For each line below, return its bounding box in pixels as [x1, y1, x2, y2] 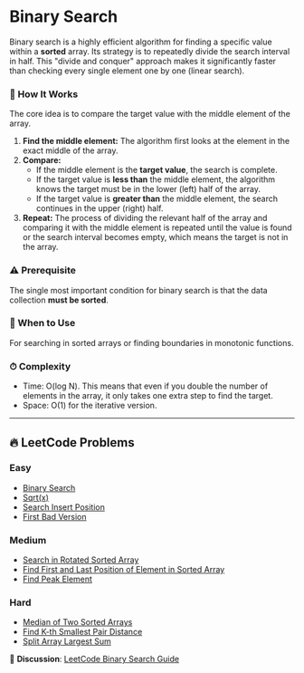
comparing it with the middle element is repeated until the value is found [22, 222, 292, 233]
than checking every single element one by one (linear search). [9, 65, 245, 76]
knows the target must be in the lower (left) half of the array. [35, 184, 261, 195]
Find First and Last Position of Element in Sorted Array [22, 564, 225, 575]
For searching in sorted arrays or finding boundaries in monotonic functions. [9, 337, 294, 348]
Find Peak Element [22, 573, 93, 585]
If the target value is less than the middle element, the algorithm [35, 174, 276, 185]
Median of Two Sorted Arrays [22, 617, 133, 628]
